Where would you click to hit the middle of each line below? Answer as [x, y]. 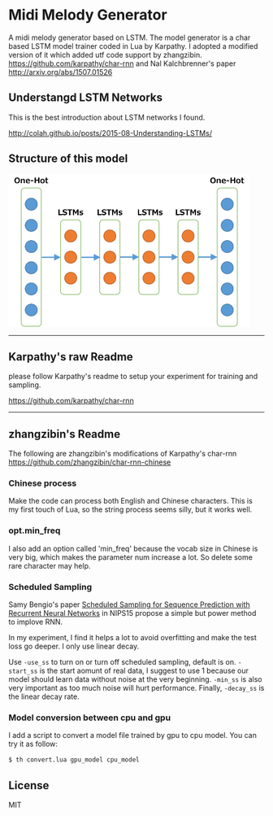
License [29, 785]
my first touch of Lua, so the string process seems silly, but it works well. [130, 509]
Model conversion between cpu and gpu [90, 718]
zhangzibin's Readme [64, 434]
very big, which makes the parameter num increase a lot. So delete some [131, 557]
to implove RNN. [36, 622]
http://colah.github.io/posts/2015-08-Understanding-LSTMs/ [110, 133]
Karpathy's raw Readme [71, 357]
